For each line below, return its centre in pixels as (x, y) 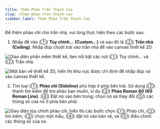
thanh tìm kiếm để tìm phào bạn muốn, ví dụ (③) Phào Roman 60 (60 (82, 91)
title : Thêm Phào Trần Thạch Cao (39, 10)
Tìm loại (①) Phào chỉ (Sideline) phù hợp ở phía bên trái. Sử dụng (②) (84, 86)
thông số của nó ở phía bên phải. (45, 102)
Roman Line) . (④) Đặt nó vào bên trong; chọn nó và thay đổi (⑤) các (83, 96)
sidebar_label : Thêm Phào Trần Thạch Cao (48, 19)
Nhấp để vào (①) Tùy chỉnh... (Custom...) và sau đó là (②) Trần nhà (83, 42)
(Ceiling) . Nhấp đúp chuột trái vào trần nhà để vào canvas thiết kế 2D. (82, 47)
